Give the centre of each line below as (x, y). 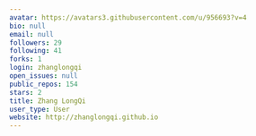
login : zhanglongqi (46, 68)
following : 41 (36, 51)
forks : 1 (26, 59)
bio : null (28, 26)
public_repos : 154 (44, 84)
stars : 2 (26, 92)
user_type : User (40, 109)
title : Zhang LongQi (48, 101)
